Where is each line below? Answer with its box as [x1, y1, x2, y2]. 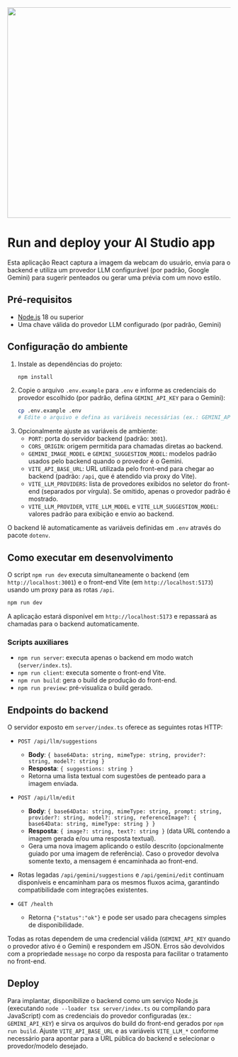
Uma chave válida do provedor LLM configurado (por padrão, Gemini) [17, 320, 222, 328]
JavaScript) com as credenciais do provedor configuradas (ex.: [7, 1011, 192, 1020]
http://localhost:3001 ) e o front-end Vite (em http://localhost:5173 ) [7, 578, 214, 586]
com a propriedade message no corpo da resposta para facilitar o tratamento [7, 949, 229, 958]
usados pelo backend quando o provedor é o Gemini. [28, 457, 184, 465]
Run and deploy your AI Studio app [7, 235, 215, 251]
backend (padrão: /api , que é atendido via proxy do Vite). [28, 472, 197, 481]
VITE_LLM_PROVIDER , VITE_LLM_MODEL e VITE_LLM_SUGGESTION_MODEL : [28, 502, 219, 511]
